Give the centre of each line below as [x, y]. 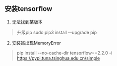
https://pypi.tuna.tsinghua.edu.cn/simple [58, 58]
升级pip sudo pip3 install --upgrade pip [57, 32]
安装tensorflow [29, 9]
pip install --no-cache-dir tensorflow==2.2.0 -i [64, 53]
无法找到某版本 [27, 22]
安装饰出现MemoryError [36, 43]
